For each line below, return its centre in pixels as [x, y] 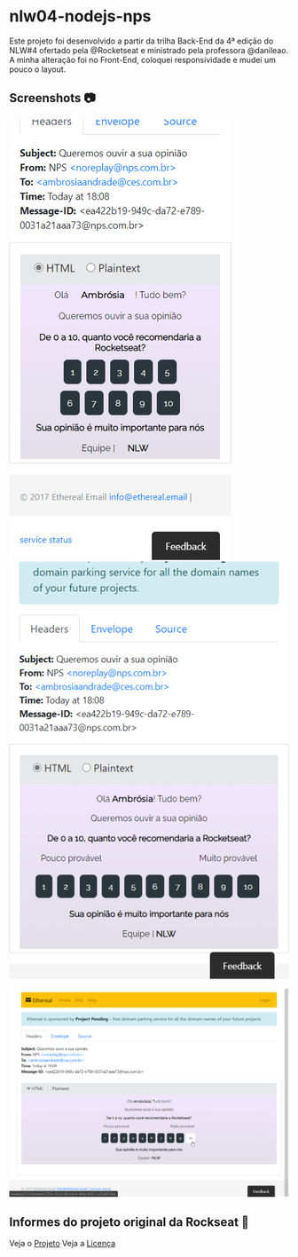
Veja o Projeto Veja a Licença [63, 1244]
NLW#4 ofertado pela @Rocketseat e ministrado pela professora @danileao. [149, 50]
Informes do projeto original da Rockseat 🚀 [129, 1222]
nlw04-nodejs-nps [80, 16]
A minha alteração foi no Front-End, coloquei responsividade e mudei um [143, 59]
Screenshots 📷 [52, 98]
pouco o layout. [38, 69]
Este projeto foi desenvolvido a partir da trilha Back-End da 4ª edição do [141, 41]
